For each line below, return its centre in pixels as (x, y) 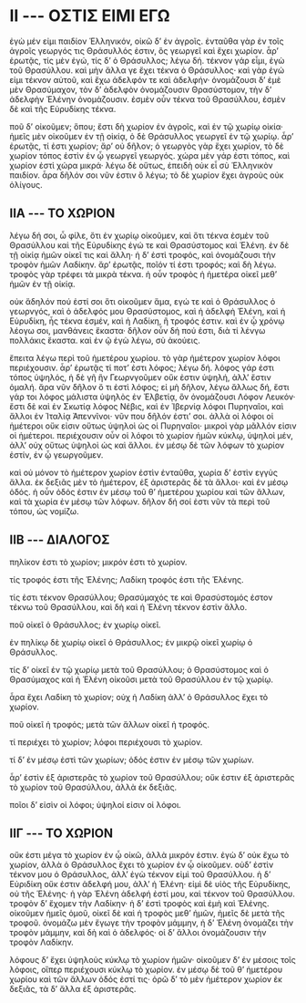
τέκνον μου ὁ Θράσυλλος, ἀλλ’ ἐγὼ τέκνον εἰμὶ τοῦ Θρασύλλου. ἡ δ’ (140, 874)
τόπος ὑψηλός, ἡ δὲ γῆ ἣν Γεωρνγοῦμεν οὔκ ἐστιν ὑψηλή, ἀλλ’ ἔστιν (140, 377)
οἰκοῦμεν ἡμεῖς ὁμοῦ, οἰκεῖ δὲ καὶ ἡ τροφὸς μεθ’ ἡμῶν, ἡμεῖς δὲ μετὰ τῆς (147, 914)
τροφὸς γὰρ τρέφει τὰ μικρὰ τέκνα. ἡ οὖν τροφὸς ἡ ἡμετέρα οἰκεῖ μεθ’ (143, 274)
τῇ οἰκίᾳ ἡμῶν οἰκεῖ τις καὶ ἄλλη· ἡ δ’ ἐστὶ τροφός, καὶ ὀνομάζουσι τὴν (143, 254)
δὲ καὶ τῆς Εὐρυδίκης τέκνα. (63, 109)
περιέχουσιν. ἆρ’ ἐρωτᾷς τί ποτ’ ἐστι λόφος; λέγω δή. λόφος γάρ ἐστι (142, 367)
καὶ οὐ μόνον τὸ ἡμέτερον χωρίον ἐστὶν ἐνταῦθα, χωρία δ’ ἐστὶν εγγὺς (143, 472)
